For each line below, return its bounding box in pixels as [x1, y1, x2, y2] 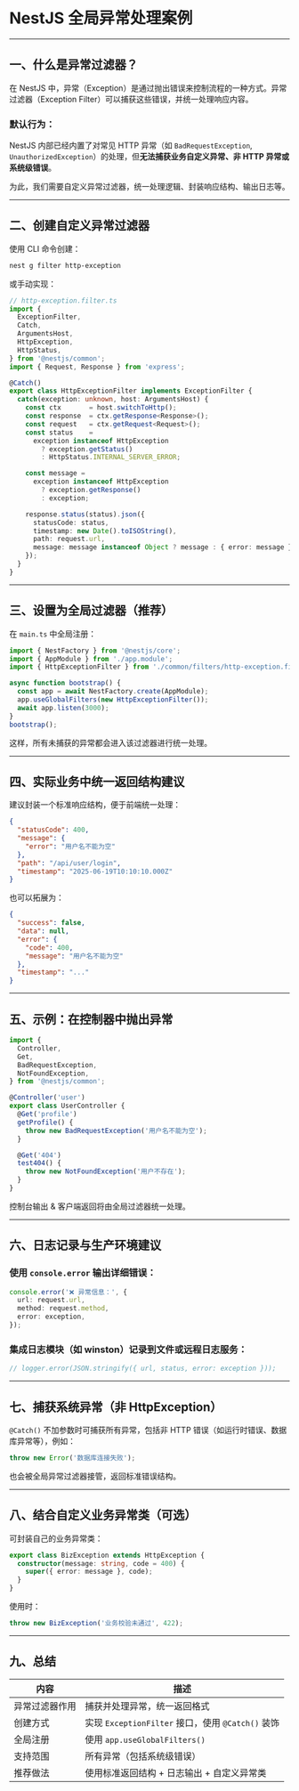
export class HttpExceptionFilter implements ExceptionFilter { [9, 386, 253, 396]
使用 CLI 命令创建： [9, 243, 81, 254]
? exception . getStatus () [41, 444, 133, 454]
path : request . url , [32, 535, 105, 544]
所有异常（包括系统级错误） [85, 1750, 202, 1763]
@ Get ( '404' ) [17, 1150, 62, 1160]
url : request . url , [17, 1296, 86, 1305]
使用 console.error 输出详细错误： [9, 1267, 157, 1279]
